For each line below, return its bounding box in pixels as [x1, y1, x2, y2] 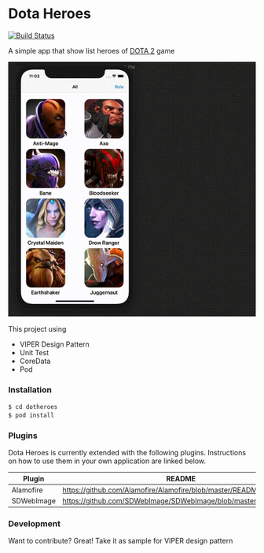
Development [8, 518, 61, 529]
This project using [8, 324, 67, 333]
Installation [8, 384, 53, 395]
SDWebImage [11, 496, 57, 506]
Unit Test [19, 347, 49, 357]
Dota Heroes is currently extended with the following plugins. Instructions [8, 448, 246, 458]
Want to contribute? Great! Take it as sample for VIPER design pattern [8, 536, 233, 545]
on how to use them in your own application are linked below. [8, 456, 207, 466]
